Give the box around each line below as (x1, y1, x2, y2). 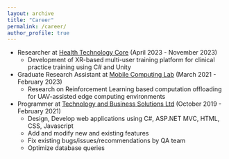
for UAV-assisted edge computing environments (27, 93, 166, 101)
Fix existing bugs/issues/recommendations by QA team (27, 136, 186, 145)
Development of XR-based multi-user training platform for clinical (27, 56, 215, 64)
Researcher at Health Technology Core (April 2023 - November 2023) (17, 48, 217, 57)
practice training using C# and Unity (27, 63, 132, 71)
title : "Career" (7, 17, 54, 24)
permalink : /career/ (7, 23, 67, 30)
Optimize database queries (27, 144, 105, 152)
